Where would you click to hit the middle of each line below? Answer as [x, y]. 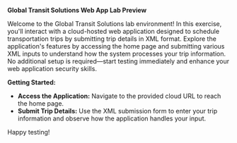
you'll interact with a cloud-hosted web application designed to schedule [114, 31]
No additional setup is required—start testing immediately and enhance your [118, 61]
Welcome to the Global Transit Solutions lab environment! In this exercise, [115, 24]
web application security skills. [52, 69]
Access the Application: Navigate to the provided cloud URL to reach [119, 96]
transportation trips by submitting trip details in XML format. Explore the [112, 39]
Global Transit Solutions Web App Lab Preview [77, 10]
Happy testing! [29, 132]
